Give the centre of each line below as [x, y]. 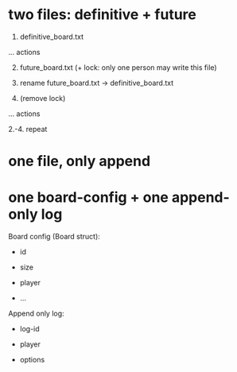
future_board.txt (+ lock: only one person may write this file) [118, 67]
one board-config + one [89, 198]
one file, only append [80, 161]
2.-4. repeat [28, 129]
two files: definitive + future [102, 15]
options [32, 360]
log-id [29, 329]
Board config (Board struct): [54, 237]
